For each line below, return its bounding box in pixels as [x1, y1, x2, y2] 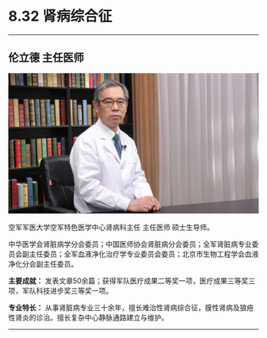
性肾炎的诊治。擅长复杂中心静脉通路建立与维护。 [8, 313, 168, 322]
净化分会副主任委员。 [8, 259, 78, 269]
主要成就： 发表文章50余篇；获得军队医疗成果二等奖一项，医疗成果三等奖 [8, 276, 249, 286]
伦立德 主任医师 [8, 51, 84, 64]
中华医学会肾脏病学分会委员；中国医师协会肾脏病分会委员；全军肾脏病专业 [8, 240, 252, 249]
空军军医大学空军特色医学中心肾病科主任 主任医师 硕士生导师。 [8, 223, 215, 232]
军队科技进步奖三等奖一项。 [21, 286, 113, 296]
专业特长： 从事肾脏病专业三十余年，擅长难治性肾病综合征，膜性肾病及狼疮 [8, 303, 254, 313]
